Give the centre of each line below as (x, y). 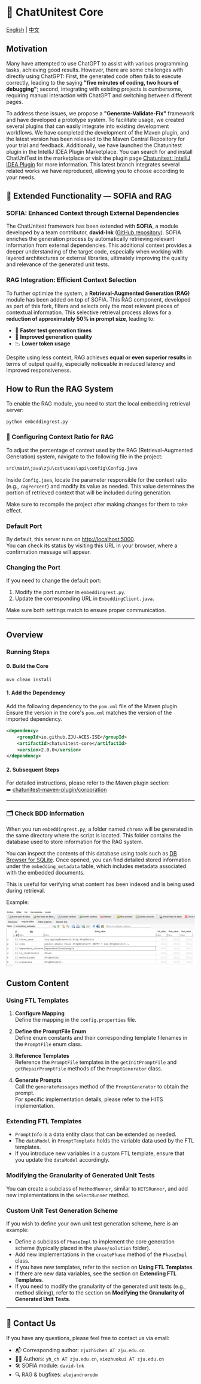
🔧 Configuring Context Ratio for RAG (60, 437)
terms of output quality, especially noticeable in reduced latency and (91, 363)
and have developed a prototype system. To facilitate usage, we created (95, 120)
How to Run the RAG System (60, 389)
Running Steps (28, 652)
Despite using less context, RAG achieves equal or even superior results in (99, 357)
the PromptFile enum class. (48, 1044)
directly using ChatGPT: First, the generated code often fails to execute (94, 76)
